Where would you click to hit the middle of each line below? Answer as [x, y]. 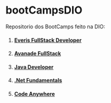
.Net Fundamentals [38, 81]
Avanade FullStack [37, 54]
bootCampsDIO [44, 10]
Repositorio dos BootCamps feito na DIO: [56, 26]
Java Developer [34, 67]
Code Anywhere [35, 94]
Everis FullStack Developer [48, 40]
